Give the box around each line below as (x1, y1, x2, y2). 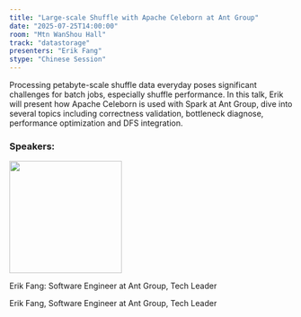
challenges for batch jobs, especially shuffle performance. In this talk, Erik (9, 89, 284, 100)
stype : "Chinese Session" (9, 55, 106, 64)
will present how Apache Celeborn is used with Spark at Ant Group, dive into (9, 99, 293, 109)
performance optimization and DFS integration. (9, 118, 183, 128)
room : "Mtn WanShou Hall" (9, 30, 106, 39)
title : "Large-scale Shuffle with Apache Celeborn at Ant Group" (9, 13, 259, 22)
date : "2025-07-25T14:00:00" (9, 22, 119, 31)
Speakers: (9, 140, 56, 153)
